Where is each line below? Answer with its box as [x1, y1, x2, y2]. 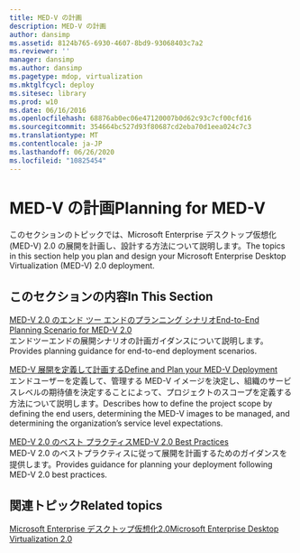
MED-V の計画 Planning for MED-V [9, 198, 266, 218]
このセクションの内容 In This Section [9, 288, 214, 304]
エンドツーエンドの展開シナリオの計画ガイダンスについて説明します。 [9, 335, 268, 346]
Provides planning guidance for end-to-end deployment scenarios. [9, 345, 258, 357]
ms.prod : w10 [9, 97, 59, 107]
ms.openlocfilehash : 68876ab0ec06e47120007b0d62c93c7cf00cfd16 [9, 114, 252, 123]
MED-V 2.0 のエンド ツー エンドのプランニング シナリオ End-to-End [9, 314, 259, 325]
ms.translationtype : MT [9, 131, 99, 140]
